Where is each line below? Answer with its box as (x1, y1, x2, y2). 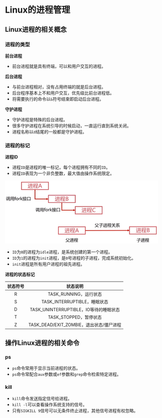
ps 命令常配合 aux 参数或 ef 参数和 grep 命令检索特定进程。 (12, 371, 121, 377)
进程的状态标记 (5, 271, 35, 277)
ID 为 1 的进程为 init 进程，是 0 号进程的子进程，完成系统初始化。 (12, 255, 136, 261)
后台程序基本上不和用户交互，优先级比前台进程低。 (12, 90, 114, 96)
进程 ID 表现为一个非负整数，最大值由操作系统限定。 (12, 170, 115, 176)
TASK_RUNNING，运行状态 (48, 291, 102, 297)
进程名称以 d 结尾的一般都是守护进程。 (12, 129, 87, 134)
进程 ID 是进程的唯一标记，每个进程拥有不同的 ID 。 (12, 165, 111, 170)
